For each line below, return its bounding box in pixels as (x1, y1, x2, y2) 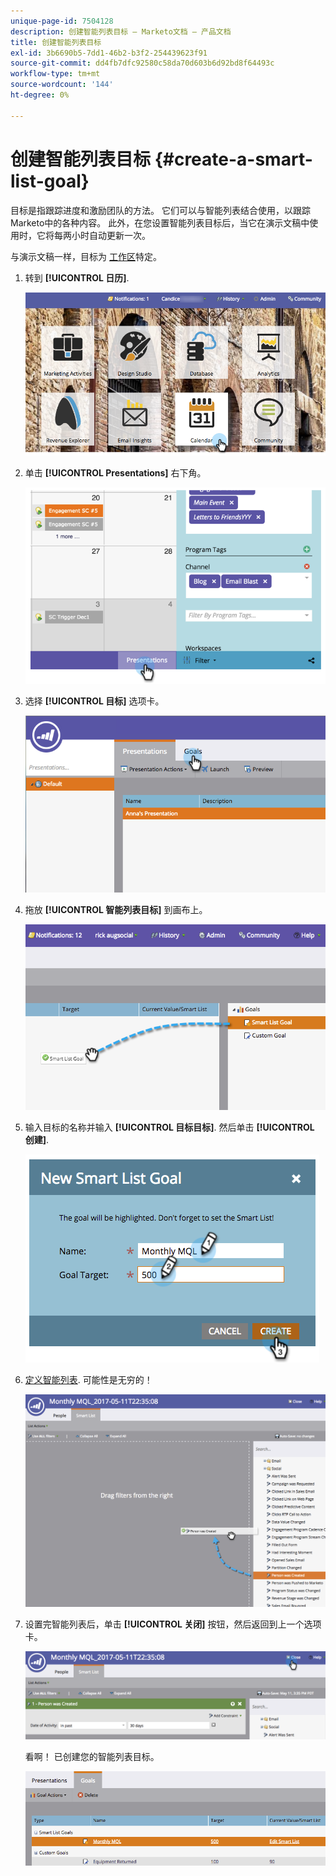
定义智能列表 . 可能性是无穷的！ (24, 1374, 153, 1386)
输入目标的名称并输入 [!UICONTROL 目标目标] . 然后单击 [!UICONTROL (24, 1121, 315, 1134)
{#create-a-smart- (154, 148, 313, 170)
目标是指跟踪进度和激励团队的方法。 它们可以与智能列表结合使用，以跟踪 (10, 204, 311, 216)
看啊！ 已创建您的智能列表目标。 (24, 1751, 160, 1763)
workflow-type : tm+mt (10, 69, 101, 79)
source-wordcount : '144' (10, 80, 114, 90)
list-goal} (10, 170, 90, 192)
